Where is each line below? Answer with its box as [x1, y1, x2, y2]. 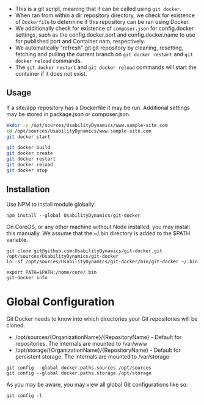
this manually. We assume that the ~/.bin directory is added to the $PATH [6, 229, 191, 237]
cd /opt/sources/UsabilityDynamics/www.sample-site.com [6, 128, 151, 134]
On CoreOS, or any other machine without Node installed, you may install [6, 223, 191, 230]
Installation [6, 184, 50, 195]
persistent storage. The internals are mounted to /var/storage [15, 352, 170, 360]
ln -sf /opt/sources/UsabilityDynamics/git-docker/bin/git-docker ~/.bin [6, 258, 199, 265]
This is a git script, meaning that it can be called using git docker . [15, 5, 181, 12]
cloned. [6, 321, 26, 329]
